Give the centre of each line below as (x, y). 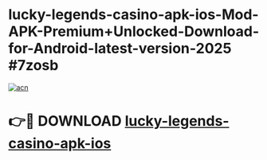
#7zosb (33, 66)
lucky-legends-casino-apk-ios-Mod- (133, 15)
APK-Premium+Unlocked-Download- (134, 31)
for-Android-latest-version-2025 (120, 49)
